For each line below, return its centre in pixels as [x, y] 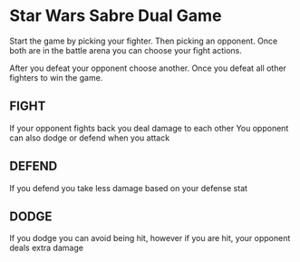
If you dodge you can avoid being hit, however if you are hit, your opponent [150, 238]
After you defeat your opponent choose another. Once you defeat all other [148, 68]
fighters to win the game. [56, 77]
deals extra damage [47, 248]
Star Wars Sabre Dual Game [116, 16]
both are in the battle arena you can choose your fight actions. [126, 50]
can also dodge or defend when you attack [90, 138]
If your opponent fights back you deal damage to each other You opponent [149, 128]
